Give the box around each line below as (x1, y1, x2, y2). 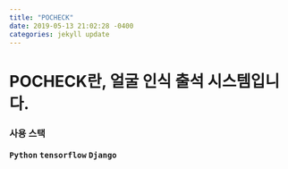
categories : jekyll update (9, 30, 110, 38)
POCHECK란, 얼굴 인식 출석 (9, 71, 204, 91)
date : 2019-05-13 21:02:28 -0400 (9, 21, 134, 30)
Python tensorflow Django (9, 149, 117, 160)
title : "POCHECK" (9, 13, 74, 22)
